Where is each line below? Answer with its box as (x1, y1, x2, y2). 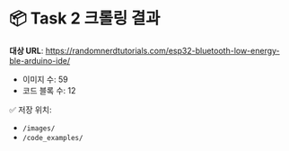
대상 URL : (9, 45, 44, 56)
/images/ (22, 123, 56, 133)
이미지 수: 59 (22, 74, 69, 84)
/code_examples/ (22, 133, 83, 142)
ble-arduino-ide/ (9, 55, 70, 66)
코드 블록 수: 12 (22, 84, 76, 95)
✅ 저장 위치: (9, 104, 52, 115)
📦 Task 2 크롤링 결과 (9, 8, 161, 29)
